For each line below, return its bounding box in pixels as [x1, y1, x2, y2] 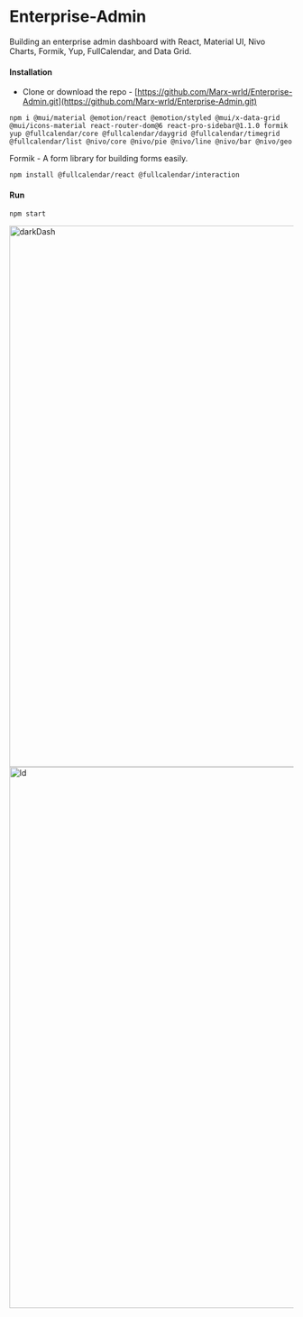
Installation [9, 66, 52, 78]
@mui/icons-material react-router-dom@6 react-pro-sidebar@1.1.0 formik [9, 122, 289, 131]
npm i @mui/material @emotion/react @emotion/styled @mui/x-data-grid [9, 114, 280, 123]
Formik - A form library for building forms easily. [9, 153, 188, 164]
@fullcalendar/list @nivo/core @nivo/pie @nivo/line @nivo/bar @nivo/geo [9, 137, 293, 146]
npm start [9, 209, 47, 218]
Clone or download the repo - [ [22, 87, 138, 97]
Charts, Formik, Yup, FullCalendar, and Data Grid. [9, 45, 192, 56]
